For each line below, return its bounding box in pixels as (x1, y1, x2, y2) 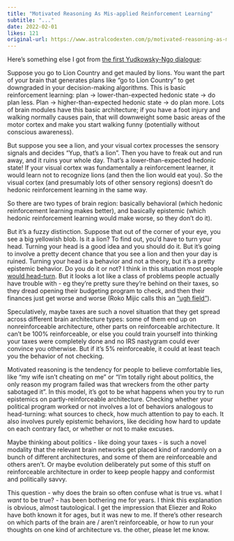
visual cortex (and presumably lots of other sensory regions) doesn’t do (7, 178, 213, 187)
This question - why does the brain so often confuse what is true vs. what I (7, 489, 222, 497)
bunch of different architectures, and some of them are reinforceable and (7, 453, 217, 462)
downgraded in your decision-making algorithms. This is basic (7, 84, 187, 92)
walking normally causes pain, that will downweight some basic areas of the (7, 113, 226, 122)
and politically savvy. (7, 475, 68, 484)
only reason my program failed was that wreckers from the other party (7, 380, 210, 389)
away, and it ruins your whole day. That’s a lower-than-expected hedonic (7, 156, 217, 164)
